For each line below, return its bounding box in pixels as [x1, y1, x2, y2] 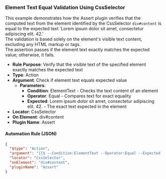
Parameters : [19, 83, 46, 89]
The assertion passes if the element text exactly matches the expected [5, 46, 150, 53]
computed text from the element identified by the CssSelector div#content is [5, 20, 162, 26]
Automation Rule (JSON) [5, 131, 57, 136]
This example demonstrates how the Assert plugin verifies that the [5, 15, 141, 21]
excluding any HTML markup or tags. [5, 42, 81, 47]
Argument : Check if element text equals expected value [12, 77, 127, 83]
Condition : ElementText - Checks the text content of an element [27, 88, 159, 94]
